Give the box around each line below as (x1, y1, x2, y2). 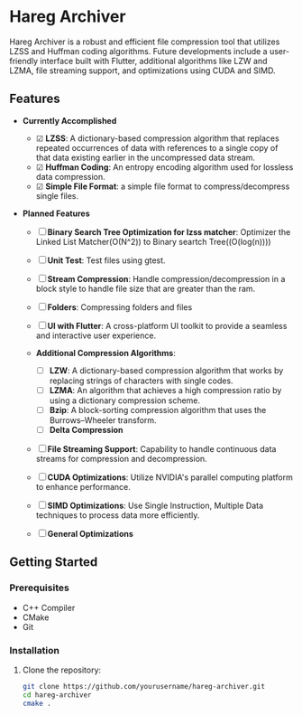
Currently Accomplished (22, 115, 117, 126)
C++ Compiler (22, 602, 76, 613)
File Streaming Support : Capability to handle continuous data (47, 444, 277, 454)
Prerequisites (9, 581, 69, 594)
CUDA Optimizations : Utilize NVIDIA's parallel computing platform (47, 472, 293, 483)
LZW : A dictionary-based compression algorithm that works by (49, 364, 284, 376)
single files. (35, 190, 79, 201)
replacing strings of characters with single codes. (49, 375, 233, 386)
